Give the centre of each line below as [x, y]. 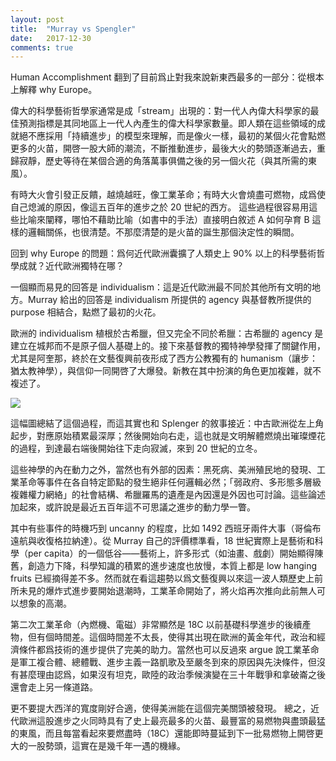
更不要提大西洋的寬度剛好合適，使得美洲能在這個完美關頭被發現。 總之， [160, 708]
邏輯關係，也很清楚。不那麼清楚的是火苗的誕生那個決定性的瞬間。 [163, 232]
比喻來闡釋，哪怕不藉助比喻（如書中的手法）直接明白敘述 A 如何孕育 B [164, 220]
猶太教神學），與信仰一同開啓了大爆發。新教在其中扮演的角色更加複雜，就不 [166, 371]
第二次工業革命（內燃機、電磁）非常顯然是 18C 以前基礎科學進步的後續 [156, 625]
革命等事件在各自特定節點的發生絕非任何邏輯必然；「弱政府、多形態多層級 [170, 482]
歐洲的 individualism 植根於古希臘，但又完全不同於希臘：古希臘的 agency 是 [167, 333]
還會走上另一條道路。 [54, 687]
